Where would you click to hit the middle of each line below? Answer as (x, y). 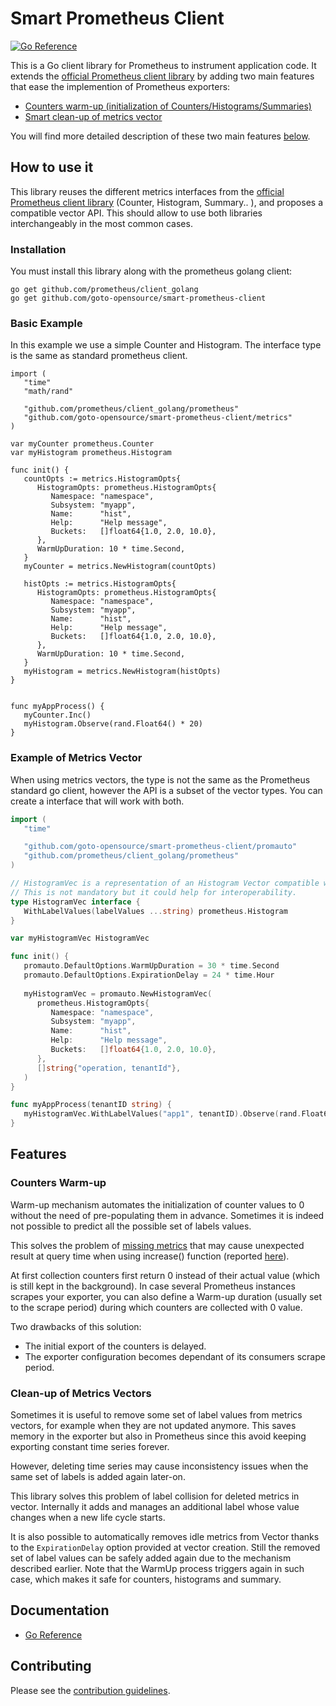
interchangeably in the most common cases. (101, 223)
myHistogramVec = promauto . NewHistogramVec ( (118, 993)
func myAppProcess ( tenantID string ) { (91, 1105)
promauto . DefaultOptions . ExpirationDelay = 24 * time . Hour (149, 975)
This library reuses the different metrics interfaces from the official (147, 191)
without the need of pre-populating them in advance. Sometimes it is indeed (167, 1215)
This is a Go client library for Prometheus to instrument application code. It (163, 65)
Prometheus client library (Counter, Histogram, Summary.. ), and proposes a (166, 202)
